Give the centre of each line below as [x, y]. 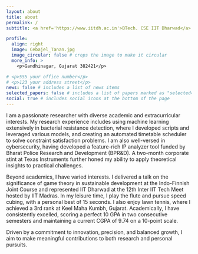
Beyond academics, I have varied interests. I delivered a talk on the [88, 177]
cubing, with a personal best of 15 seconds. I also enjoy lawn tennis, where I [98, 202]
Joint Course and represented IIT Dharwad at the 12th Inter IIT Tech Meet [95, 189]
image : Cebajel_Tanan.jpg [43, 50]
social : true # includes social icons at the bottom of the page [88, 99]
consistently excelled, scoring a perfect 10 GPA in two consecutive [87, 214]
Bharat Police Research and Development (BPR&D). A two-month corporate [98, 153]
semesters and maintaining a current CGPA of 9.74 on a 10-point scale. [92, 220]
